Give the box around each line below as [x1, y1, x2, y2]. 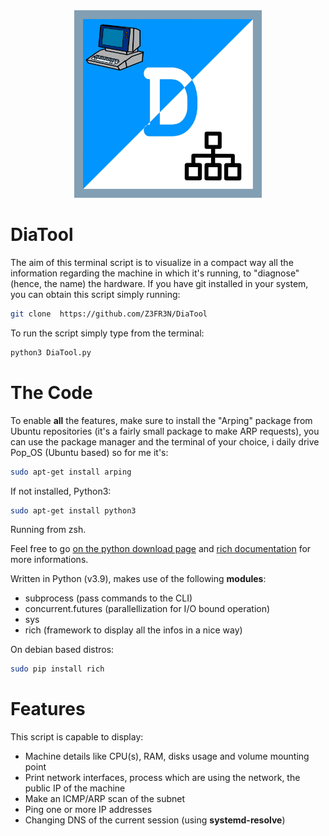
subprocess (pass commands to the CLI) [24, 592, 193, 604]
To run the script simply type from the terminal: [10, 327, 205, 339]
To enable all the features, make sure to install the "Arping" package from [10, 414, 313, 426]
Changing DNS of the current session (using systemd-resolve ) [24, 814, 286, 826]
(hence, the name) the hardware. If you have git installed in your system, [10, 277, 309, 289]
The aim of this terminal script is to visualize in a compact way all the [10, 256, 294, 268]
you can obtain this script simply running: [10, 288, 181, 300]
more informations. [10, 554, 89, 566]
